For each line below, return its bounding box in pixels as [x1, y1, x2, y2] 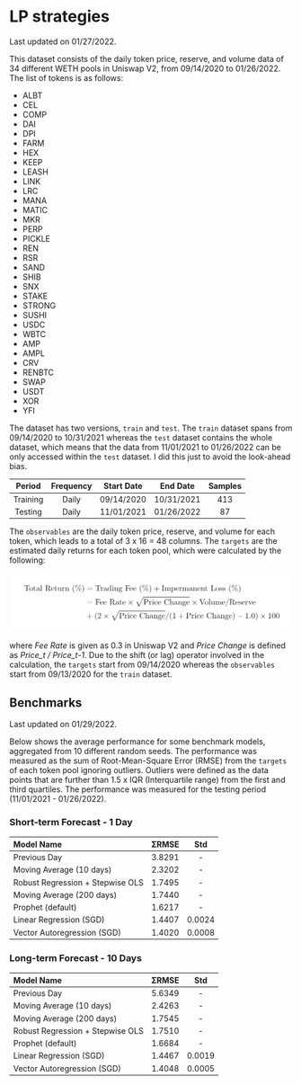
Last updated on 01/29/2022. [9, 719, 118, 730]
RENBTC [22, 367, 54, 378]
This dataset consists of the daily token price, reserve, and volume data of [9, 53, 285, 64]
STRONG [22, 299, 57, 311]
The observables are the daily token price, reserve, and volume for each [9, 526, 276, 537]
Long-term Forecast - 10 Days [9, 952, 142, 965]
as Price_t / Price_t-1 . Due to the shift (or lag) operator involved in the [9, 650, 265, 661]
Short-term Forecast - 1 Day [9, 816, 133, 829]
